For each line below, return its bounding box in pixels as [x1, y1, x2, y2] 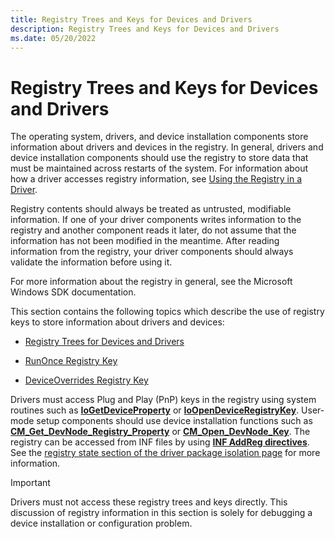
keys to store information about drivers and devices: [10, 316, 225, 328]
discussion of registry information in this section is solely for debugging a [10, 507, 313, 519]
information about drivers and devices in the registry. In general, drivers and [10, 141, 324, 153]
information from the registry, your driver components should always [10, 246, 294, 258]
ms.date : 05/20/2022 [10, 33, 97, 43]
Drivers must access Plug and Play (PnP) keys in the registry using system [10, 394, 317, 406]
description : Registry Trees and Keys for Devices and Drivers [10, 24, 280, 34]
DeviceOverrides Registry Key [24, 374, 149, 386]
